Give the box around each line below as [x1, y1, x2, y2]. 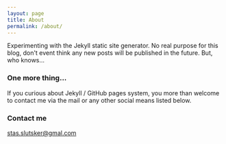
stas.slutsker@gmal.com [7, 128, 77, 137]
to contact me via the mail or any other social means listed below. [7, 96, 192, 104]
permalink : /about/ [7, 23, 63, 29]
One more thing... [7, 73, 67, 83]
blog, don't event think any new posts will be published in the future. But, [7, 49, 213, 57]
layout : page [7, 10, 45, 17]
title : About [7, 16, 45, 23]
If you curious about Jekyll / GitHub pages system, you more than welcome [7, 88, 220, 97]
